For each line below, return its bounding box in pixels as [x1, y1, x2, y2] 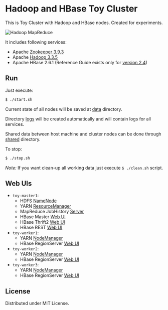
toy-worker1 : [12, 230, 39, 236]
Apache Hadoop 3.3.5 [12, 54, 58, 60]
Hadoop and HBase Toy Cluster [5, 3, 138, 15]
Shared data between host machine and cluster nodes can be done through [5, 131, 161, 137]
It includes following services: [5, 39, 67, 45]
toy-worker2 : [12, 246, 39, 252]
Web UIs [5, 179, 32, 188]
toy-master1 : [12, 193, 39, 199]
